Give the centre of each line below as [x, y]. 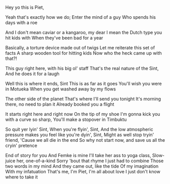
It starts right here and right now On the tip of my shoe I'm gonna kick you [83, 114]
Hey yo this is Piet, [25, 7]
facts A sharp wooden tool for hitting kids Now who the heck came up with [83, 53]
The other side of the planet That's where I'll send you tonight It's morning [83, 99]
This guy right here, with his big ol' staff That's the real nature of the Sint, [82, 68]
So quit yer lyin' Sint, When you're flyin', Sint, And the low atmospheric [79, 129]
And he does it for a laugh [32, 74]
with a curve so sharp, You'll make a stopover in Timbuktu [66, 119]
